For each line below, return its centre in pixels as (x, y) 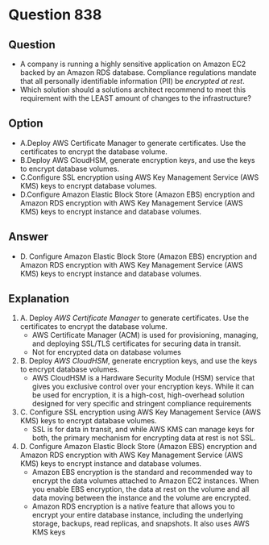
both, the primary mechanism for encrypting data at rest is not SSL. (144, 438)
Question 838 (55, 15)
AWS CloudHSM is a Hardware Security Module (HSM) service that (143, 378)
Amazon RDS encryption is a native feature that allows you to (133, 506)
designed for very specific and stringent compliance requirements (142, 404)
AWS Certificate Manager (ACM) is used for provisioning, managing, (145, 335)
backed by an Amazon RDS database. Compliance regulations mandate (138, 73)
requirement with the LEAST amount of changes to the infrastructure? (136, 98)
